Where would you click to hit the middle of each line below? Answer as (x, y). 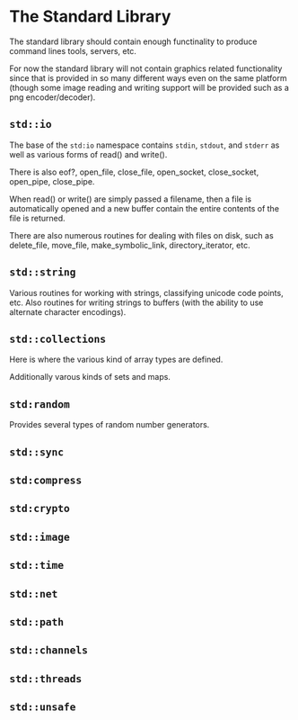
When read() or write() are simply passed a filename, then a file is (131, 199)
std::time (37, 566)
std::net (34, 594)
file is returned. (37, 218)
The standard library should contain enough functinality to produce (133, 41)
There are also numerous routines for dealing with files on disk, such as (141, 235)
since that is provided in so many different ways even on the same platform (148, 77)
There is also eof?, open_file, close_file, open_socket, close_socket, (134, 172)
